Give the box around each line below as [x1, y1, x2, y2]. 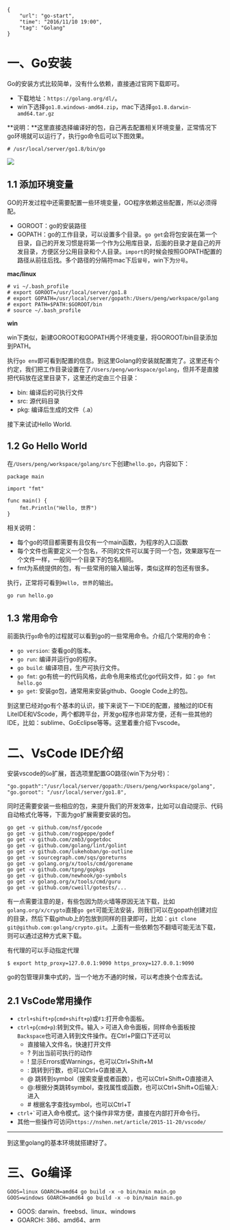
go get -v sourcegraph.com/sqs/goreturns [7, 854, 127, 862]
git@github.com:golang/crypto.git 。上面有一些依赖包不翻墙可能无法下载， [7, 923, 220, 931]
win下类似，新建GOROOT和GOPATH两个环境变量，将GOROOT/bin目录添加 [7, 333, 218, 342]
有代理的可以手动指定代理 [7, 946, 79, 954]
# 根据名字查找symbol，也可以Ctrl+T [27, 1100, 131, 1109]
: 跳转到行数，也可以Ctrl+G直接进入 [27, 1066, 128, 1075]
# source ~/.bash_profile [7, 306, 81, 314]
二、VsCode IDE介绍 [7, 746, 124, 761]
